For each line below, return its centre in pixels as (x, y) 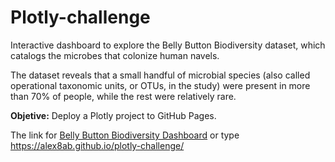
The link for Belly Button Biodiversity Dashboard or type (125, 135)
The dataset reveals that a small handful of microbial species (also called (160, 75)
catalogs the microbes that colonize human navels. (115, 55)
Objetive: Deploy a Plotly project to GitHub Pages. (113, 115)
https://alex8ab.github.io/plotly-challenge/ (97, 145)
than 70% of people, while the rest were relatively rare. (123, 96)
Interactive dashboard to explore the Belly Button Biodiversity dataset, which (168, 45)
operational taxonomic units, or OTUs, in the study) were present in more (160, 85)
